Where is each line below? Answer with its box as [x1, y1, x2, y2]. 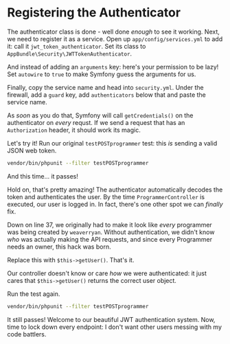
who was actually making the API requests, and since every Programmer [7, 235, 213, 243]
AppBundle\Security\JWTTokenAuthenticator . [7, 49, 133, 58]
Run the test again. [7, 290, 60, 298]
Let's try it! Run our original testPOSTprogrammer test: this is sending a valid [7, 139, 218, 147]
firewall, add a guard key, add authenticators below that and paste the [7, 91, 206, 99]
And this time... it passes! [7, 172, 79, 180]
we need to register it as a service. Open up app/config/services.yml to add [7, 34, 223, 43]
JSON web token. [7, 146, 57, 154]
